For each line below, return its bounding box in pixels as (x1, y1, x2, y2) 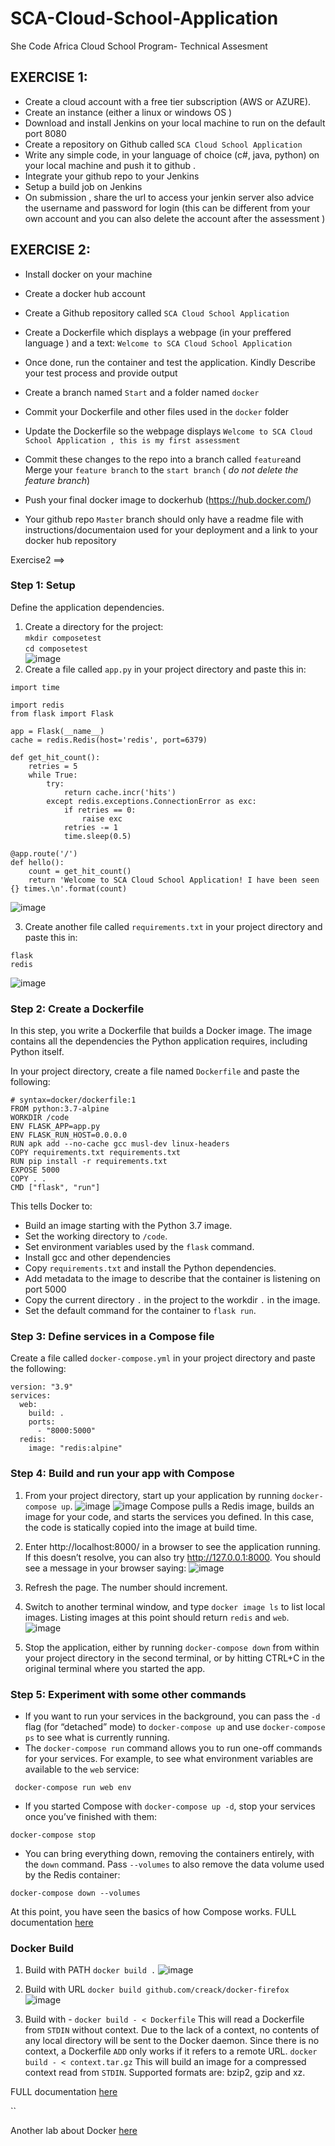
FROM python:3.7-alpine (10, 1104, 110, 1114)
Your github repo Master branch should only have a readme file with (24, 513, 304, 525)
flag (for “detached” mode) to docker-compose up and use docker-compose (24, 1721, 326, 1733)
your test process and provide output (24, 367, 178, 379)
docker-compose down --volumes (10, 1888, 141, 1899)
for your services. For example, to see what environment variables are (24, 1753, 314, 1765)
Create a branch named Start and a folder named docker (24, 386, 260, 398)
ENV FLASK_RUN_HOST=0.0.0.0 (10, 1130, 128, 1141)
